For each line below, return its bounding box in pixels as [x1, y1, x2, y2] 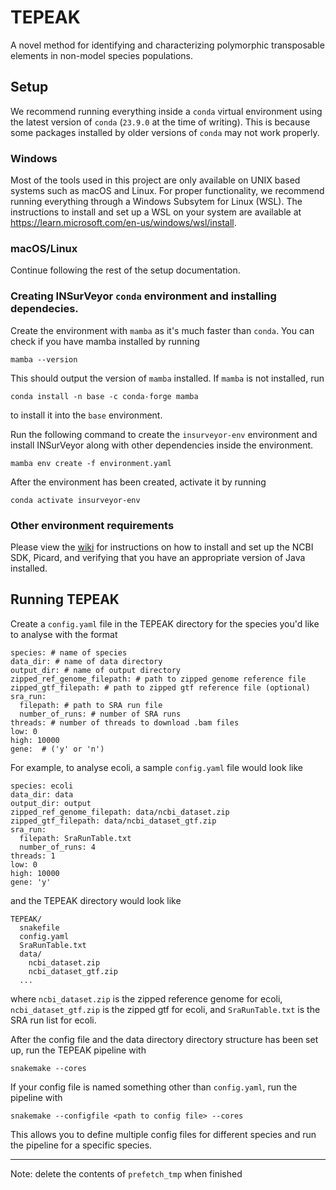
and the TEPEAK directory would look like [10, 894, 182, 906]
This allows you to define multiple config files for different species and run [10, 1128, 317, 1140]
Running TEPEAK [10, 591, 120, 608]
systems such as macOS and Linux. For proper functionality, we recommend [10, 185, 325, 197]
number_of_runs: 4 [19, 842, 97, 852]
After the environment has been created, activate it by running [10, 476, 267, 488]
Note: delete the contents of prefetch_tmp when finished [10, 1167, 243, 1180]
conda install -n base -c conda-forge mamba [10, 391, 199, 401]
